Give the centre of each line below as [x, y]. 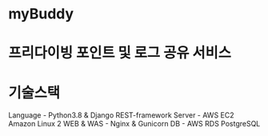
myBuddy [41, 14]
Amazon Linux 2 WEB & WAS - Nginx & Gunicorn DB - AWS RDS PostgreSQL [134, 124]
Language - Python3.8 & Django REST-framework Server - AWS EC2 [121, 115]
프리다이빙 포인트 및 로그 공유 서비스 [120, 53]
